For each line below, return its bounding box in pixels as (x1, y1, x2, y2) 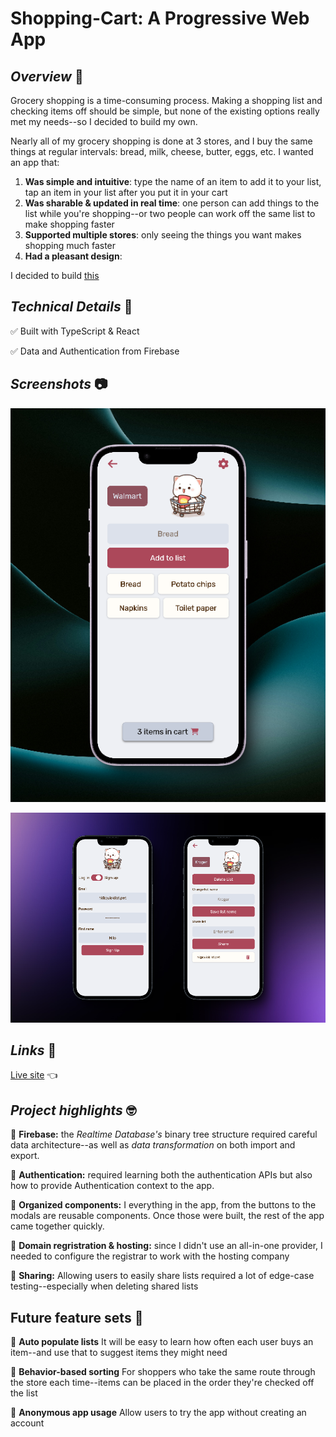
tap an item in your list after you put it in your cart (24, 187, 228, 198)
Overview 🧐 (10, 68, 84, 85)
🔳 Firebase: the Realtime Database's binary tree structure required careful (10, 1128, 318, 1141)
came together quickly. (10, 1220, 105, 1232)
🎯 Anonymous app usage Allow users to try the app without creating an (10, 1407, 307, 1419)
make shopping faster (24, 218, 115, 230)
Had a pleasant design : (24, 250, 123, 262)
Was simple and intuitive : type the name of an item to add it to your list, (24, 176, 322, 187)
